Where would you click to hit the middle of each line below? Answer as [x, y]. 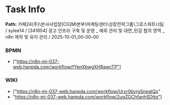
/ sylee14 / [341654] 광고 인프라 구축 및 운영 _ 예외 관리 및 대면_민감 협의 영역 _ [85, 30]
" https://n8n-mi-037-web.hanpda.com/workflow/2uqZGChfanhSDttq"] [87, 97]
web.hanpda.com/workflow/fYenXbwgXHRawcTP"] [67, 67]
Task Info [25, 9]
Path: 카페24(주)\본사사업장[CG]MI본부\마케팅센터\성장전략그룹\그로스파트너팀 [85, 24]
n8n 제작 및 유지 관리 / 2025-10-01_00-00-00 [52, 37]
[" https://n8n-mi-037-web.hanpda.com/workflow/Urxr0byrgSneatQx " [86, 91]
